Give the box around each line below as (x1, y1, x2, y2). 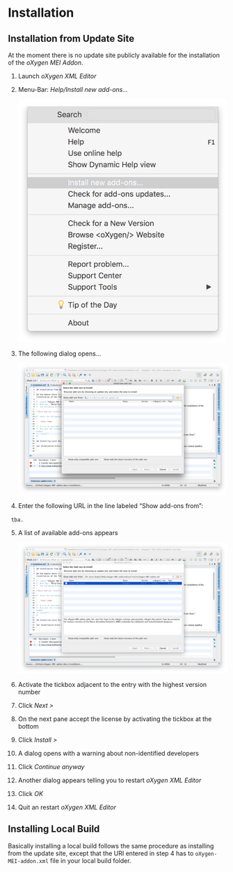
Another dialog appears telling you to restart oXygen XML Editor (17, 776, 202, 784)
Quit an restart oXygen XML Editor (17, 803, 117, 811)
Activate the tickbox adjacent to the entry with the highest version (17, 681, 207, 689)
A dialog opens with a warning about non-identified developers (17, 750, 199, 758)
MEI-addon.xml (8, 857, 49, 864)
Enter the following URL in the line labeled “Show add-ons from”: (17, 501, 204, 509)
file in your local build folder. (50, 856, 131, 864)
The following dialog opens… (17, 349, 102, 358)
